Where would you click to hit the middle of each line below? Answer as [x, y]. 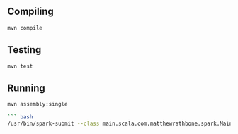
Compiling [31, 12]
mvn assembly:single [38, 104]
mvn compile [25, 28]
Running [27, 88]
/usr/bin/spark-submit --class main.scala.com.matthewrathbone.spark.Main [120, 123]
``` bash [20, 117]
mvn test [20, 66]
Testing [24, 50]
